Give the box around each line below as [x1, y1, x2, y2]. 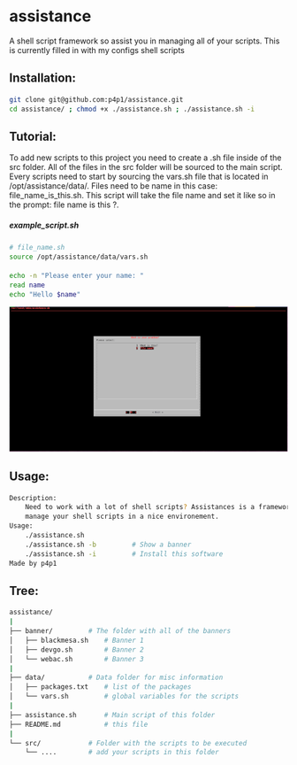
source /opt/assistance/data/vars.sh [9, 252, 148, 262]
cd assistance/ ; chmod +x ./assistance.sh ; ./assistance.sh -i [9, 104, 255, 113]
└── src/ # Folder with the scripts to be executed [9, 738, 247, 747]
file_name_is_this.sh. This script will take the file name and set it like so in [9, 190, 276, 201]
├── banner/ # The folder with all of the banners [9, 627, 232, 636]
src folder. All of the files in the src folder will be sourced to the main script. [9, 162, 283, 173]
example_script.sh [9, 220, 80, 230]
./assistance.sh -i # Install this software [25, 549, 224, 559]
